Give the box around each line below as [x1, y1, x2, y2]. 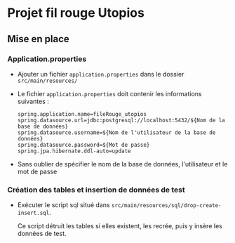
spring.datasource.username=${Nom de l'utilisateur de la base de [17, 129, 216, 136]
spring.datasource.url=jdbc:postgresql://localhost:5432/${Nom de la [17, 117, 226, 124]
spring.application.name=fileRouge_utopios [17, 110, 147, 117]
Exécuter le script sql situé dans [17, 201, 110, 209]
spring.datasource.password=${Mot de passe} [17, 141, 150, 148]
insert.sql [17, 209, 50, 217]
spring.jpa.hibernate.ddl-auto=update [17, 147, 131, 155]
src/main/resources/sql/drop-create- [111, 202, 222, 209]
